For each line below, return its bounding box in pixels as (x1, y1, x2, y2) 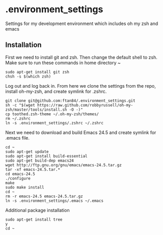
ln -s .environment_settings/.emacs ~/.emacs (5, 198, 103, 203)
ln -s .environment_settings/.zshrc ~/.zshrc (5, 120, 103, 125)
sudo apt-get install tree (5, 217, 63, 222)
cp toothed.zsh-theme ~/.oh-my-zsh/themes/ (5, 111, 99, 117)
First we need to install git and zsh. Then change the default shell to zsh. (5, 54, 158, 60)
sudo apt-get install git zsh (5, 69, 70, 74)
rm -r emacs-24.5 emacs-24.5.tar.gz (5, 194, 83, 199)
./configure (5, 176, 31, 181)
